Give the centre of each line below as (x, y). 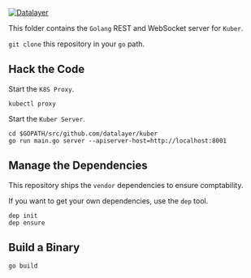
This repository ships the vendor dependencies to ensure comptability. (126, 185)
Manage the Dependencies (78, 166)
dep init (23, 216)
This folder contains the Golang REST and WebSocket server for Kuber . (126, 28)
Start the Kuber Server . (47, 118)
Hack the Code (47, 69)
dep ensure (27, 223)
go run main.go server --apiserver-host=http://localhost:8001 (118, 141)
